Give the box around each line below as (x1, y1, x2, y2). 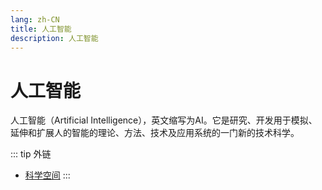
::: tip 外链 (10, 148, 52, 160)
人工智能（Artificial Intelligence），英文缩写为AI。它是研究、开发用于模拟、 (10, 114, 318, 126)
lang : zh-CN (10, 14, 60, 25)
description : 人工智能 (10, 33, 99, 43)
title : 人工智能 (10, 24, 72, 34)
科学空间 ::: (24, 169, 71, 181)
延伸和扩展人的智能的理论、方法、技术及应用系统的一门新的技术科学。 (10, 127, 300, 139)
